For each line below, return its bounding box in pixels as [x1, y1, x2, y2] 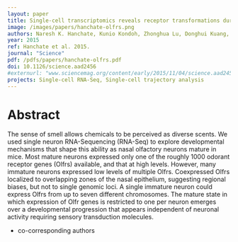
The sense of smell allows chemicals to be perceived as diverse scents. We [7, 130, 228, 139]
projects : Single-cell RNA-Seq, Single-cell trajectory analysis [7, 76, 204, 83]
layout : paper [7, 10, 50, 18]
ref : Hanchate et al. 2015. [7, 43, 91, 50]
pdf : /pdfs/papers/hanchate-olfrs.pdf [7, 57, 122, 64]
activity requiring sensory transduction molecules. [7, 213, 154, 221]
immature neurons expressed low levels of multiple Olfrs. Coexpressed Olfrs [7, 168, 230, 176]
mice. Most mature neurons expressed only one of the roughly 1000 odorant [7, 153, 230, 161]
